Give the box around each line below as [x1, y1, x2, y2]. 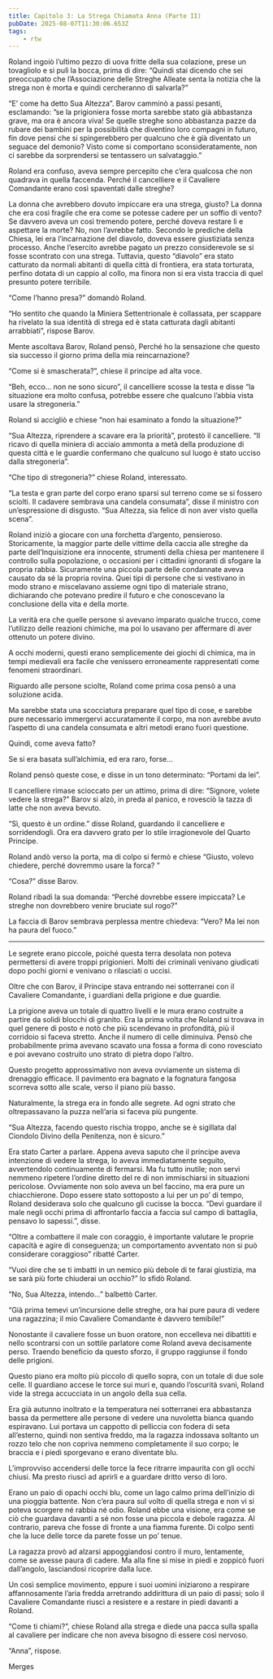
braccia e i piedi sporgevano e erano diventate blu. [8, 1448, 179, 1458]
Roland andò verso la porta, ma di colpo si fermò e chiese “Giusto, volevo [8, 852, 254, 862]
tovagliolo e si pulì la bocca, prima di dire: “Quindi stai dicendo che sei [8, 66, 244, 76]
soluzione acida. [8, 689, 63, 700]
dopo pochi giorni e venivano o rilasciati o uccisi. [8, 966, 172, 976]
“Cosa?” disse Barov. [8, 877, 79, 886]
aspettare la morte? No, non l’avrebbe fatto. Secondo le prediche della [8, 225, 244, 235]
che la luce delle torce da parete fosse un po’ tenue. [8, 1531, 183, 1541]
